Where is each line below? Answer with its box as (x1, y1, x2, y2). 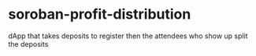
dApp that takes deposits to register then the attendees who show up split (8, 31, 248, 40)
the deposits (8, 39, 49, 48)
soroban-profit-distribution (8, 5, 191, 23)
